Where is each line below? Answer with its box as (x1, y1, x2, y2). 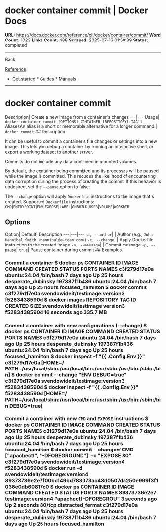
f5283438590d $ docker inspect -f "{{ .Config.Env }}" (5, 383, 139, 390)
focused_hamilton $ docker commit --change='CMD (5, 446, 134, 453)
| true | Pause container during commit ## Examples (16, 247, 122, 253)
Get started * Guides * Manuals (12, 76, 77, 82)
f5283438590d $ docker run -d (5, 465, 83, 472)
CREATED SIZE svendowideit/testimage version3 (5, 302, 125, 309)
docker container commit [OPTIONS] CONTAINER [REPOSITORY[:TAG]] (5, 119, 142, 124)
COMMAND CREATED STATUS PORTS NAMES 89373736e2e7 (5, 490, 157, 496)
